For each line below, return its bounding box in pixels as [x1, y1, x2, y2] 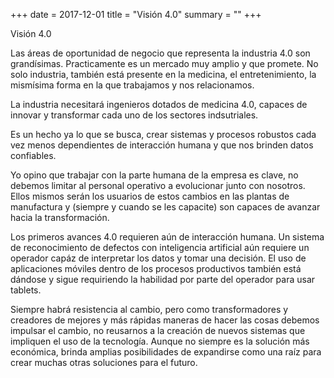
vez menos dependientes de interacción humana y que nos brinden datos [10, 139, 314, 151]
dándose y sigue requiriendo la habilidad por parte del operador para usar [10, 274, 316, 285]
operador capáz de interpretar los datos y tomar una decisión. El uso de [10, 252, 307, 264]
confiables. [10, 150, 57, 161]
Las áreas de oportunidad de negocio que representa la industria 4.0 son [10, 47, 311, 59]
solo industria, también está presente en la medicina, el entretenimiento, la [10, 69, 317, 80]
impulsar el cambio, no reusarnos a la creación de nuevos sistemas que [10, 325, 306, 336]
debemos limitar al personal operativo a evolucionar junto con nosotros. [10, 180, 306, 191]
